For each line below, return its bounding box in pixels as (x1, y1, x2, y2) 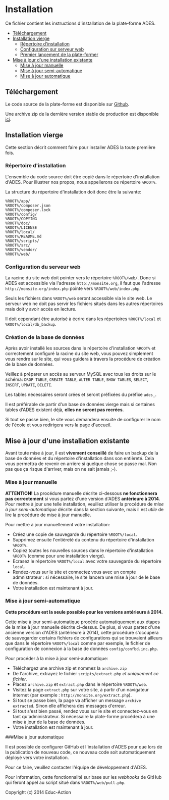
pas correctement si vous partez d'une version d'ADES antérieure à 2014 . (5, 495, 160, 502)
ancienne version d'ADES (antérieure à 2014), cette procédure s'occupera (5, 629, 159, 635)
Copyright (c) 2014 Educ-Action (5, 789, 72, 795)
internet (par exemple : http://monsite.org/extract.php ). (12, 692, 132, 698)
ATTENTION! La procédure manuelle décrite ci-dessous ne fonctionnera (5, 490, 157, 496)
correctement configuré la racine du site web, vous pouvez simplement (5, 351, 153, 357)
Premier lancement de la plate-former (20, 52, 98, 58)
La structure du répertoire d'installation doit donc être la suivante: (5, 188, 142, 195)
